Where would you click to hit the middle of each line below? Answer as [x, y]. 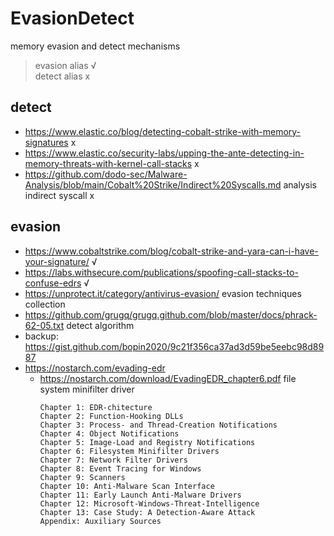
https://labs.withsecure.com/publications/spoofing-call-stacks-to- [161, 272]
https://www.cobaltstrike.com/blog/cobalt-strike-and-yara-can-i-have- [171, 251]
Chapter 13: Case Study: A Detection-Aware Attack [147, 512]
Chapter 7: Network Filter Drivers [113, 460]
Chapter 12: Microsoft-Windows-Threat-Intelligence [149, 503]
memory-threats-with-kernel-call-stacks [108, 163]
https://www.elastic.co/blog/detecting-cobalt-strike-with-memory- [163, 131]
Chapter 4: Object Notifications [109, 433]
